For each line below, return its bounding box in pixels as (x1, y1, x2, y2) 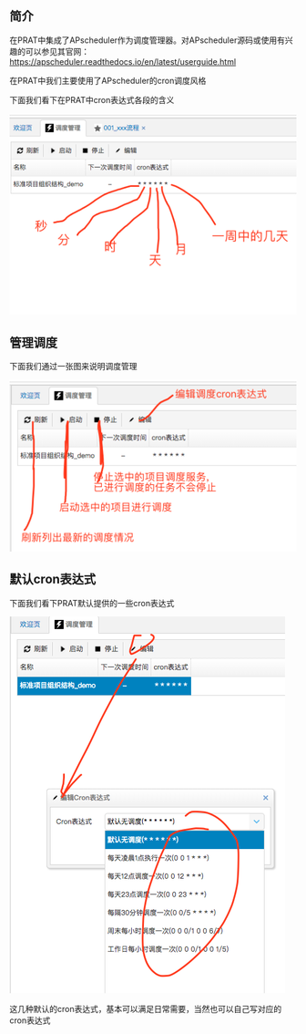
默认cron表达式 (9, 572, 97, 587)
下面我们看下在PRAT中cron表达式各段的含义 (9, 94, 175, 105)
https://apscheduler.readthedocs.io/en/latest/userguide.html (9, 56, 237, 67)
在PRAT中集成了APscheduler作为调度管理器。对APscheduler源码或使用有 (9, 35, 285, 46)
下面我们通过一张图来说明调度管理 (9, 361, 138, 372)
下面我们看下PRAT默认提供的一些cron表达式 (9, 597, 175, 608)
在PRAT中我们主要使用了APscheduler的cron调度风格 (9, 75, 207, 86)
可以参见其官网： (25, 46, 89, 57)
